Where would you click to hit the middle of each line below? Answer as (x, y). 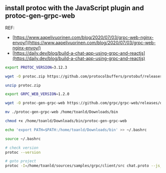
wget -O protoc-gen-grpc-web (35, 103)
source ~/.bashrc (23, 139)
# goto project (21, 161)
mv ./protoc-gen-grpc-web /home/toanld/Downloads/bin (62, 112)
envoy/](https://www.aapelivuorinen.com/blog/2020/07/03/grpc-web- (84, 43)
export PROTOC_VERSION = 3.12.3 (36, 67)
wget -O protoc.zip (25, 76)
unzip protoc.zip (23, 85)
